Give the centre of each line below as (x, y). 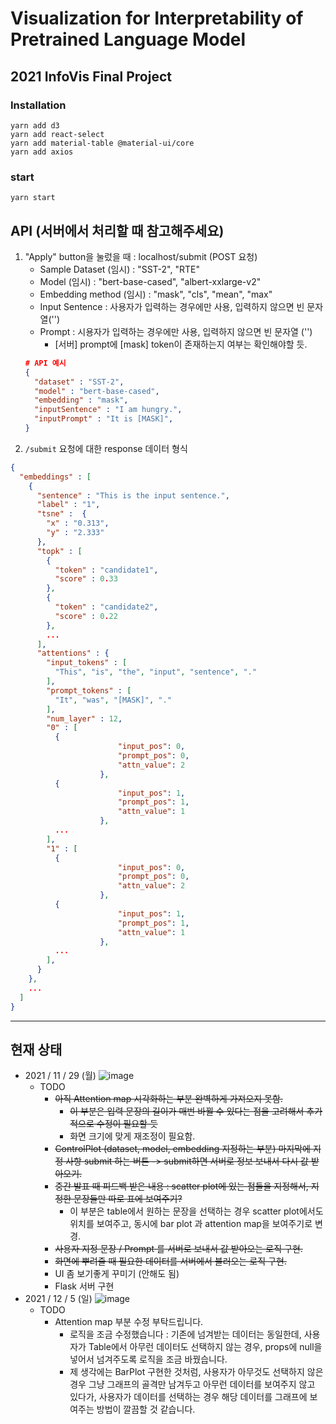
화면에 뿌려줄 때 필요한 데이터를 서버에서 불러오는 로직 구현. (170, 1261)
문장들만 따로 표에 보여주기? (128, 1199)
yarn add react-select (57, 134)
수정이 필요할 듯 (127, 1124)
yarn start (33, 198)
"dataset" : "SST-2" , (79, 382)
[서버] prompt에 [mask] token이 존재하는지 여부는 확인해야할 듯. (181, 344)
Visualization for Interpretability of (157, 18)
